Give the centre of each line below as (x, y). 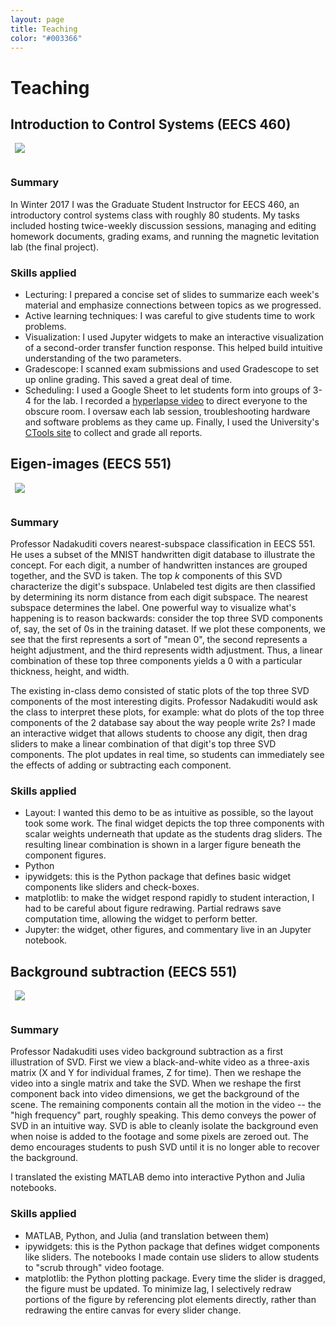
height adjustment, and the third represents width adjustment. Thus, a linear (166, 650)
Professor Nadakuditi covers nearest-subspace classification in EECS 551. (163, 544)
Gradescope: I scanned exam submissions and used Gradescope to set (172, 368)
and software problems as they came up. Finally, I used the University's (172, 422)
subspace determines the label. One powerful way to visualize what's (153, 608)
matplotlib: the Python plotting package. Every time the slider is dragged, (175, 1278)
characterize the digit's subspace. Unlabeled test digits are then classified (163, 587)
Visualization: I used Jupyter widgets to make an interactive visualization (174, 337)
